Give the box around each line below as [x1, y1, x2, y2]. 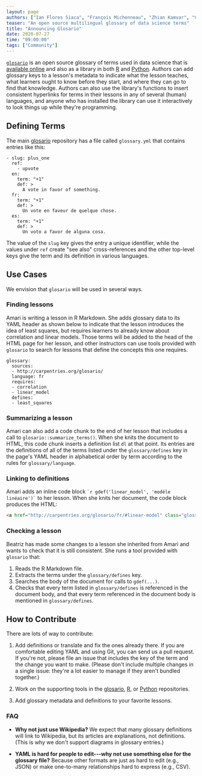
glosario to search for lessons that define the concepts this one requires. [6, 346, 188, 353]
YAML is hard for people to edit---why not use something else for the [14, 750, 191, 757]
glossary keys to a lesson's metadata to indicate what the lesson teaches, [6, 72, 189, 79]
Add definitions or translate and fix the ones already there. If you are [14, 642, 185, 649]
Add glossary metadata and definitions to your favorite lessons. [14, 697, 173, 704]
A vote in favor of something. [22, 186, 101, 192]
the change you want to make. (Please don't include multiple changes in [14, 661, 194, 668]
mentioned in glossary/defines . [14, 597, 94, 604]
